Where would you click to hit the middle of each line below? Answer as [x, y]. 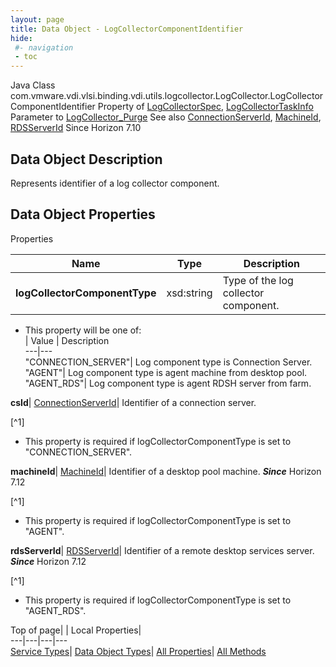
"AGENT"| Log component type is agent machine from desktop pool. [166, 372]
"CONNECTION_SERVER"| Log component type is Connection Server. [168, 362]
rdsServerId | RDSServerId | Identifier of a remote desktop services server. [162, 550]
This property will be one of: [83, 330]
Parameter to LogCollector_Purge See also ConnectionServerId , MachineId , [166, 117]
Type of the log [258, 280]
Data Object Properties [83, 214]
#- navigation [44, 47]
